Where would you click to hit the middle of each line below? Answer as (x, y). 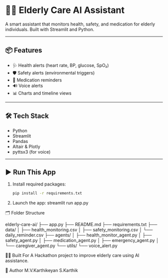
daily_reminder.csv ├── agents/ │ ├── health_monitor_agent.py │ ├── (78, 235)
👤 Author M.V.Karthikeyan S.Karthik (42, 270)
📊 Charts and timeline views (42, 93)
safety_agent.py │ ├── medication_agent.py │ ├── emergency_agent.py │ (82, 240)
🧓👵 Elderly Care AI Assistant (65, 10)
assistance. (17, 261)
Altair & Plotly (26, 146)
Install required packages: (39, 184)
